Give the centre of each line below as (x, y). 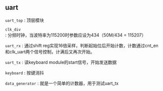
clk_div (13, 29)
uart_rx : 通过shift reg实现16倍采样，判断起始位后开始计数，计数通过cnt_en (82, 45)
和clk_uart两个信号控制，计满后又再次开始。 (50, 51)
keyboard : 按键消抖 (25, 73)
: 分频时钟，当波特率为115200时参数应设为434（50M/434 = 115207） (76, 35)
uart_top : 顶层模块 (25, 20)
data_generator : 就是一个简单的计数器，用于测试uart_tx (62, 83)
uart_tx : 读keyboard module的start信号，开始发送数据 (61, 62)
